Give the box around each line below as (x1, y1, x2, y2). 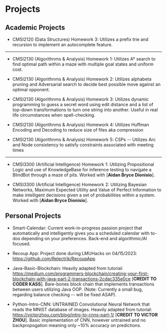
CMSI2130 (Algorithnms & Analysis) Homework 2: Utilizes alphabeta (12, 76, 152, 82)
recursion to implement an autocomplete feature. (12, 42, 113, 48)
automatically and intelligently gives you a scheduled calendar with (12, 230, 150, 236)
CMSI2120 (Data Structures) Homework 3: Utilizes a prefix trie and (12, 36, 149, 42)
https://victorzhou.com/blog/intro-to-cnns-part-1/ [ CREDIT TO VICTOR (12, 312, 158, 318)
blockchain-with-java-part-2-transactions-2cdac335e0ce (12, 275, 131, 281)
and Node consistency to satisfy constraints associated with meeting (12, 142, 154, 147)
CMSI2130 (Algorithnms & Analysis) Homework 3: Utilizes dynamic (12, 96, 149, 102)
